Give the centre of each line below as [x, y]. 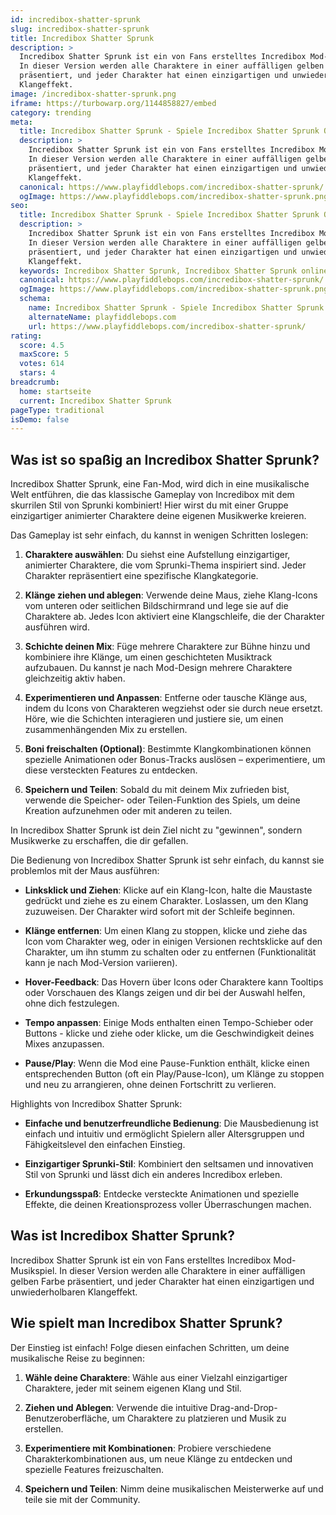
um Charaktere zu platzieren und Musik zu [199, 1418]
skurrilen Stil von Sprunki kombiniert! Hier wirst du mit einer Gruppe [149, 505]
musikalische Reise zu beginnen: [77, 1358]
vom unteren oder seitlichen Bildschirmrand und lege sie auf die [156, 606]
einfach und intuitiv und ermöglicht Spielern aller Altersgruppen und [164, 1134]
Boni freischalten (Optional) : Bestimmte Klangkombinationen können [168, 749]
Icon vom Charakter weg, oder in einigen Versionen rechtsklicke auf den [173, 942]
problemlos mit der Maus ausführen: [85, 871]
